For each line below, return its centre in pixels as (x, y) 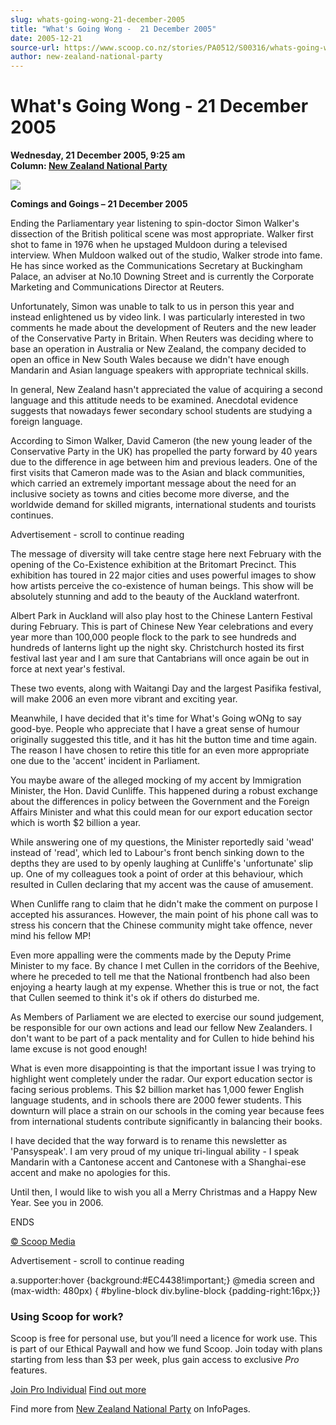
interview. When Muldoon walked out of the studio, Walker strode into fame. (166, 255)
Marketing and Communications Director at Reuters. (117, 287)
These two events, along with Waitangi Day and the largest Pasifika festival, (166, 688)
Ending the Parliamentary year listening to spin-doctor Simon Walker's (155, 223)
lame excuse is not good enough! (79, 1049)
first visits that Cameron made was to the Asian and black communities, (158, 473)
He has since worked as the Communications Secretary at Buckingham (156, 266)
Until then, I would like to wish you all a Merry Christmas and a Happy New (164, 1192)
